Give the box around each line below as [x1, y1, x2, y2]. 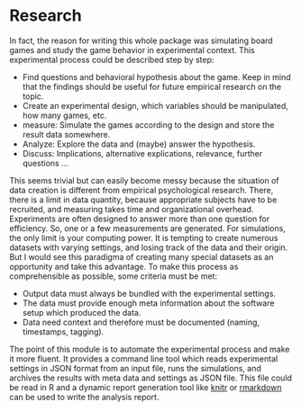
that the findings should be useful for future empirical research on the [22, 81, 282, 92]
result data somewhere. [22, 129, 111, 139]
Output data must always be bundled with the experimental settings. [22, 288, 277, 299]
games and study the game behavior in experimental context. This [9, 44, 255, 55]
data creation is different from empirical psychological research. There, [9, 184, 274, 195]
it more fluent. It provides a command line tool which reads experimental [9, 353, 278, 364]
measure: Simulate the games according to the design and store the [22, 119, 275, 130]
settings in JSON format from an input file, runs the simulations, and [9, 362, 261, 373]
